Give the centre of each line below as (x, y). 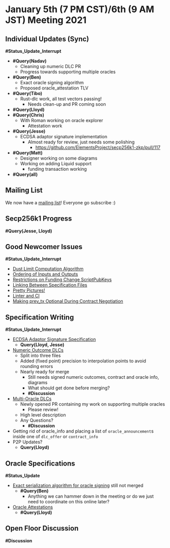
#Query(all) (25, 174)
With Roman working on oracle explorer (62, 120)
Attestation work (45, 126)
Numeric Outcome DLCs (38, 350)
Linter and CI (26, 296)
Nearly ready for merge (45, 372)
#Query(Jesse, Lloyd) (29, 231)
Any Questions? (37, 420)
